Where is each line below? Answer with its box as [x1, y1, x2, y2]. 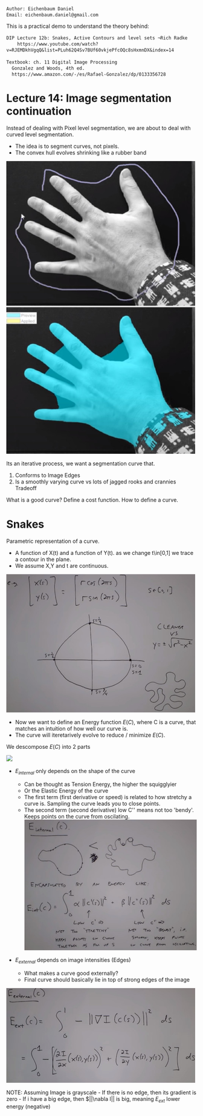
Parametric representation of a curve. [6, 537, 100, 545]
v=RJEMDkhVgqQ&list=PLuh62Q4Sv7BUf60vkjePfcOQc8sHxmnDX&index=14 [6, 47, 174, 53]
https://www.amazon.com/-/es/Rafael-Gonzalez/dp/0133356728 [11, 71, 166, 78]
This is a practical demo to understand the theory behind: [6, 22, 149, 30]
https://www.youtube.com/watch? [17, 41, 98, 47]
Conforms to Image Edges [14, 471, 80, 479]
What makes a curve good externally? [24, 969, 119, 977]
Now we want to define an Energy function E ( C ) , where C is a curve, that [14, 718, 196, 726]
